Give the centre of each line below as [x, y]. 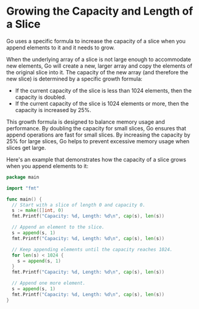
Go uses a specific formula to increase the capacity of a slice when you [96, 41]
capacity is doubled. [41, 97]
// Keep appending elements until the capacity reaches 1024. [92, 249]
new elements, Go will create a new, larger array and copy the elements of [100, 66]
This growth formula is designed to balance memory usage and [86, 122]
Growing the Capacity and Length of [100, 11]
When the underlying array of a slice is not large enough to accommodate [99, 59]
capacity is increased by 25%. [53, 110]
